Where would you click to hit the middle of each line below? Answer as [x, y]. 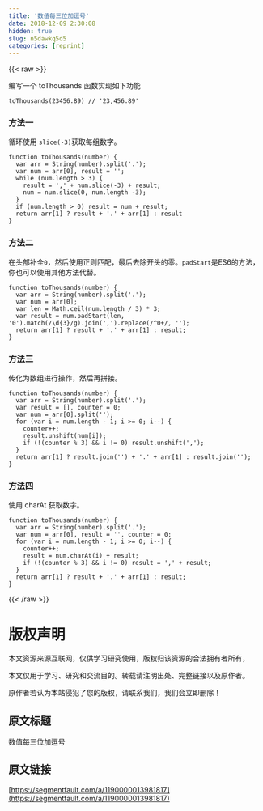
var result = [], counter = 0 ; [68, 408]
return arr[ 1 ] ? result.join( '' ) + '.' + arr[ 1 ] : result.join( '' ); [134, 457]
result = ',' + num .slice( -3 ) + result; [92, 186]
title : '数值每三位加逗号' [49, 16]
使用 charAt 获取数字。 [46, 505]
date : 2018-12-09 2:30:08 [52, 23]
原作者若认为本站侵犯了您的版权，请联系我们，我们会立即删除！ [115, 693]
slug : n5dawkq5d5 [38, 38]
